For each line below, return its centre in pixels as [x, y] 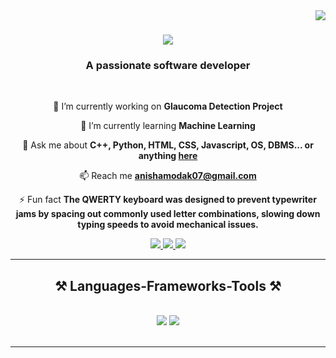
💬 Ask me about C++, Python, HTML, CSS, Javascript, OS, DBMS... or [168, 145]
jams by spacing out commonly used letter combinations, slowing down [168, 214]
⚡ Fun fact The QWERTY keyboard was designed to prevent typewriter [168, 200]
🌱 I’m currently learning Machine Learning [168, 126]
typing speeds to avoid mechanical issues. [168, 225]
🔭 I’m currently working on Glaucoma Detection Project [168, 106]
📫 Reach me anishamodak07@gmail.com [168, 176]
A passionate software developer [168, 66]
